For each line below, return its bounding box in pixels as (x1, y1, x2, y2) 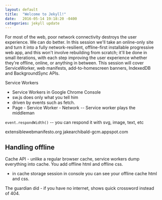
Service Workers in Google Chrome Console (12, 89, 101, 95)
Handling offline (5, 143, 55, 151)
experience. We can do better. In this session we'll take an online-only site (5, 40, 154, 45)
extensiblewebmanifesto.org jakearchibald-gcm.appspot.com (5, 129, 128, 135)
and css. (12, 176, 30, 182)
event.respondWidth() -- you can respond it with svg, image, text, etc (5, 120, 144, 125)
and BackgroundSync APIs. (5, 70, 60, 76)
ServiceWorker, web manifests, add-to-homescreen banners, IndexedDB (5, 65, 151, 71)
